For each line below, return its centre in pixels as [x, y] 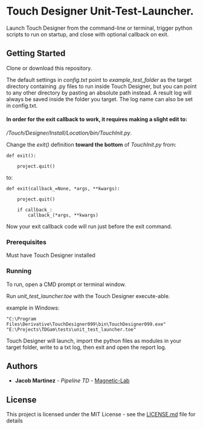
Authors [22, 366]
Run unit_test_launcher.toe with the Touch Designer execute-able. [88, 296]
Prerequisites [26, 242]
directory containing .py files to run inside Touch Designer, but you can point [101, 86]
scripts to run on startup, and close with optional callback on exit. [88, 34]
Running [19, 271]
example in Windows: [33, 308]
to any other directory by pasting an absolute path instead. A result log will [99, 93]
